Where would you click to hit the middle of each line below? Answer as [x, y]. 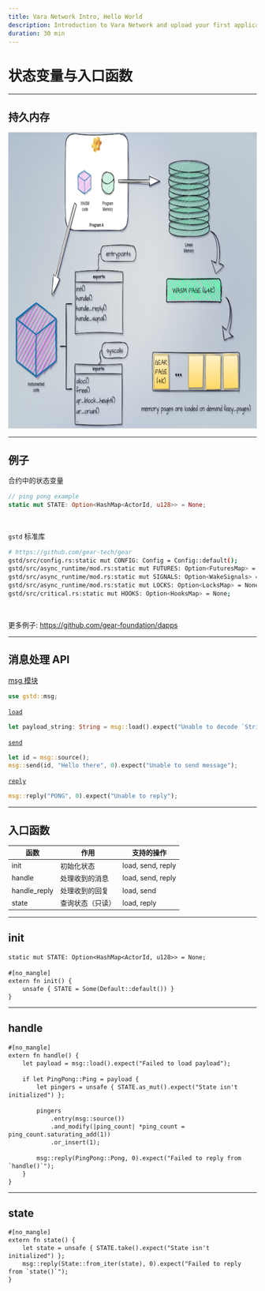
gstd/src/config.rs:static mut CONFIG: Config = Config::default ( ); [123, 561]
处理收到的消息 [84, 878]
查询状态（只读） [88, 903]
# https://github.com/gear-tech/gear [70, 552]
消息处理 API [39, 660]
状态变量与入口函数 [71, 76]
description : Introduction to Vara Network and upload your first [119, 25]
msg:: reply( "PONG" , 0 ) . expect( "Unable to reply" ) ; [93, 796]
